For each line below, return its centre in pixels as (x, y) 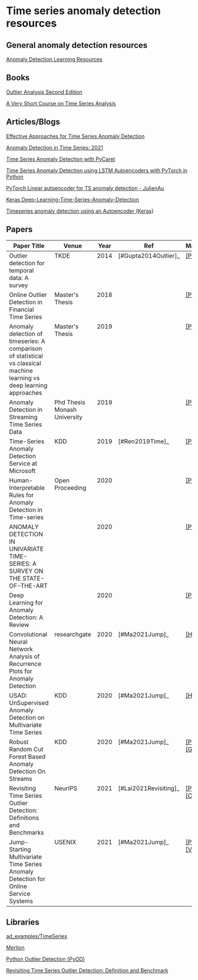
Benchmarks (27, 833)
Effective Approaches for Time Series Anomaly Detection (75, 136)
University (68, 417)
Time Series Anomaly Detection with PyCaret (61, 159)
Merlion (15, 948)
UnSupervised (29, 703)
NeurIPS (66, 788)
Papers (19, 230)
